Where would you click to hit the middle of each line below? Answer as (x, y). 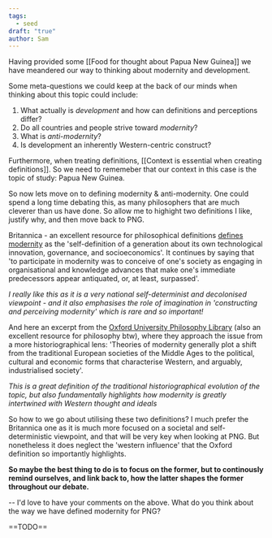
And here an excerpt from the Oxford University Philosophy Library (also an (135, 328)
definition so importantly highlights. (68, 454)
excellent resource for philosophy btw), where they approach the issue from (136, 336)
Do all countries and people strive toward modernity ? (109, 128)
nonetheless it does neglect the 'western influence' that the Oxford (121, 445)
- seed (27, 24)
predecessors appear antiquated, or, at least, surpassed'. (104, 279)
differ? (31, 119)
